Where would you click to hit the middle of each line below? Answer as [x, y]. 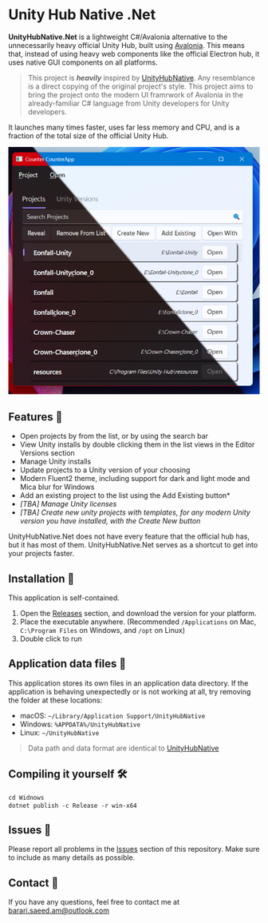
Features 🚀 [35, 417]
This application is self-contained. [64, 598]
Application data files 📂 [67, 664]
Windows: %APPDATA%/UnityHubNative [80, 724]
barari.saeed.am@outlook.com [59, 911]
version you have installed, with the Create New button [110, 521]
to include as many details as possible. [72, 857]
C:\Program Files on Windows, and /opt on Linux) [102, 631]
